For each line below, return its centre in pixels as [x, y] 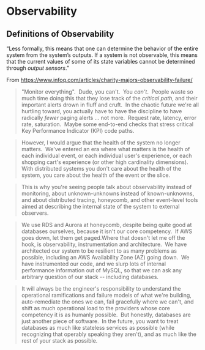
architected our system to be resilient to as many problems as [99, 251]
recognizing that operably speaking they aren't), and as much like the [109, 334]
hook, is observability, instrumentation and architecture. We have [104, 244]
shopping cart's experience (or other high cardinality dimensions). [105, 162]
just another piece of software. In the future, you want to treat [100, 321]
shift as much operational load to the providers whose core [95, 308]
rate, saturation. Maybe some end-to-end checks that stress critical [107, 124]
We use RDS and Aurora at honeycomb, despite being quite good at [106, 225]
